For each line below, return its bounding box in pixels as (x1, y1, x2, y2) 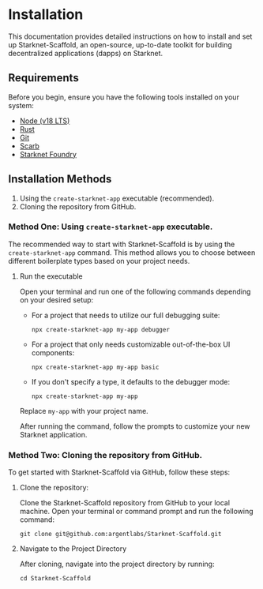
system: (8, 100, 34, 110)
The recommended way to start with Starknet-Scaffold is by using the (8, 239, 235, 249)
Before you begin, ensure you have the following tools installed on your (8, 92, 239, 102)
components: (31, 347, 75, 357)
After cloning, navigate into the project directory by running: (19, 559, 215, 569)
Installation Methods (8, 172, 112, 186)
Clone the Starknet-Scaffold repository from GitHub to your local (19, 498, 231, 508)
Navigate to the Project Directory (19, 544, 127, 553)
